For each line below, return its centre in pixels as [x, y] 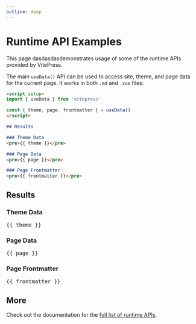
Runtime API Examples [64, 41]
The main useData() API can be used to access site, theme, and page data [99, 76]
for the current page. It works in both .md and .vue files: [75, 83]
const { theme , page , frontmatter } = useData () [68, 110]
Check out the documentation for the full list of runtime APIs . [82, 315]
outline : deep [24, 12]
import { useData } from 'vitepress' [54, 99]
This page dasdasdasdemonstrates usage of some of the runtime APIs [94, 58]
